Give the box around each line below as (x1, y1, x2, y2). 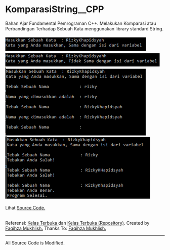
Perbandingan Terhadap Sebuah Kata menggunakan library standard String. (5, 25, 163, 31)
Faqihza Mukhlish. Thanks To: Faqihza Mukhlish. (5, 225, 106, 231)
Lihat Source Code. (5, 204, 46, 211)
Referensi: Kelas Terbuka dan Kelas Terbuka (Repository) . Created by (5, 220, 150, 226)
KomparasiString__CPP (5, 4, 104, 15)
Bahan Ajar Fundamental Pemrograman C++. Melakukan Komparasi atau (5, 20, 156, 26)
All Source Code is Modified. (5, 239, 65, 246)
